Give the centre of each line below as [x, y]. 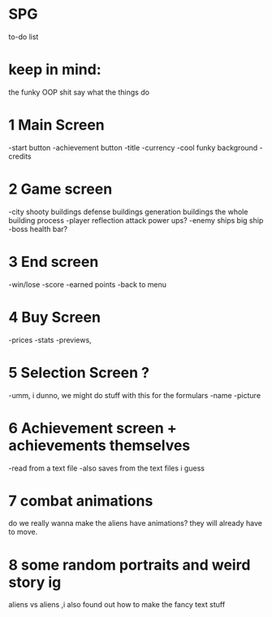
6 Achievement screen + [93, 428]
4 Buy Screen [55, 317]
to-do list [24, 37]
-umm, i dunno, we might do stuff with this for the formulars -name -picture [135, 395]
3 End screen [54, 262]
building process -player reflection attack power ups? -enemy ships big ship [136, 220]
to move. [23, 532]
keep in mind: [55, 70]
